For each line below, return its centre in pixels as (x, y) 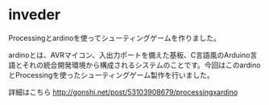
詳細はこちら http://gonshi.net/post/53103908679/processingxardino (123, 92)
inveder (35, 15)
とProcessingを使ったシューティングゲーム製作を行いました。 (112, 75)
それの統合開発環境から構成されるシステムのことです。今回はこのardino (141, 65)
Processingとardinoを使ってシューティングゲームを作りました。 (115, 38)
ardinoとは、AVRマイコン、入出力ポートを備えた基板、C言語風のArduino (129, 55)
